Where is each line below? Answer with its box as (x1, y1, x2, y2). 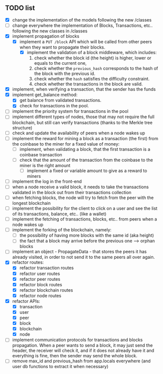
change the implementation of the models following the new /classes (12, 17, 152, 23)
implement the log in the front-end (12, 178, 82, 184)
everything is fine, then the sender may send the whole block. (12, 353, 137, 359)
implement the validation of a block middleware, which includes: (27, 50, 157, 55)
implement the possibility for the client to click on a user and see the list (12, 205, 158, 211)
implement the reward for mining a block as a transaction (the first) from (12, 135, 159, 141)
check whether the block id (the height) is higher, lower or (34, 55, 152, 61)
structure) (12, 125, 33, 130)
